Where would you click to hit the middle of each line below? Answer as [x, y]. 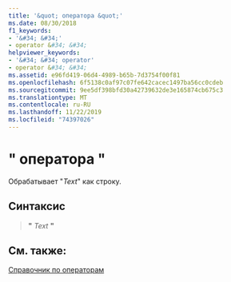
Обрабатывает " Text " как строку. [65, 181]
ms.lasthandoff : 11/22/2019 [55, 113]
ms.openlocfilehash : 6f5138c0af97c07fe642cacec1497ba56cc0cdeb [116, 82]
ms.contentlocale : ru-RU [50, 105]
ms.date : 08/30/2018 [43, 23]
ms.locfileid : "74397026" [51, 120]
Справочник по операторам [56, 270]
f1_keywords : [30, 30]
